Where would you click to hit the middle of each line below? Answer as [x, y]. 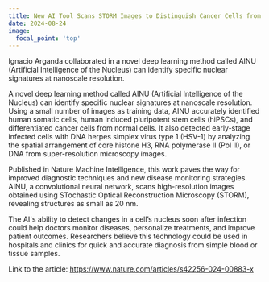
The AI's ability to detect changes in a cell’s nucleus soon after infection [128, 219]
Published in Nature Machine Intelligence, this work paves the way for [124, 169]
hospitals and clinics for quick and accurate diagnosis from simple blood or [133, 245]
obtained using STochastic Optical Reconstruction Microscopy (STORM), [129, 195]
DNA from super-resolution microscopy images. [88, 154]
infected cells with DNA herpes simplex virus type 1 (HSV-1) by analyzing [129, 137]
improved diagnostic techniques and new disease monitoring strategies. [128, 178]
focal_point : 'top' [48, 38]
